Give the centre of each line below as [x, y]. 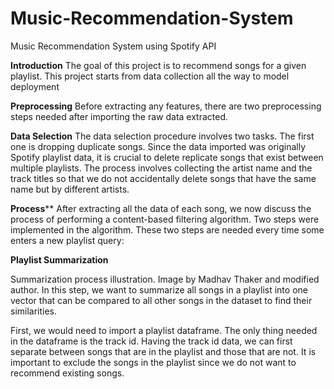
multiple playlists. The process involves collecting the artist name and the [161, 168]
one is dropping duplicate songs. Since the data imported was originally [158, 146]
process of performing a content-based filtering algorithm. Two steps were [165, 219]
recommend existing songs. [67, 373]
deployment [35, 86]
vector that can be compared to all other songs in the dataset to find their [161, 300]
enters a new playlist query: [67, 240]
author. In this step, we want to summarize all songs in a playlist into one [159, 289]
